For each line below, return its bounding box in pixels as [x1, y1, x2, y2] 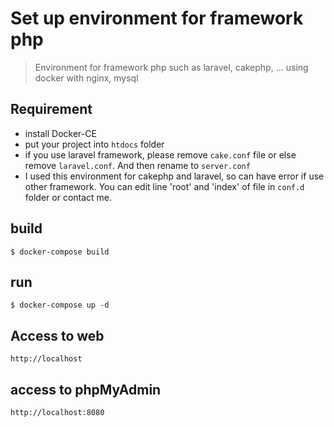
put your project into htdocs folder [24, 138, 165, 150]
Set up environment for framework [10, 7, 304, 30]
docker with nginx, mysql [34, 72, 139, 84]
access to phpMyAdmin [10, 381, 162, 398]
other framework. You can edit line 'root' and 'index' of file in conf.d [24, 180, 305, 192]
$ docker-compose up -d [10, 300, 110, 311]
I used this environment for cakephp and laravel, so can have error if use [24, 170, 325, 182]
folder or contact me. [24, 191, 113, 203]
